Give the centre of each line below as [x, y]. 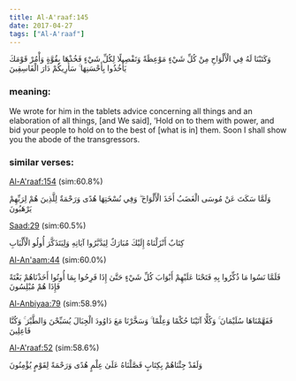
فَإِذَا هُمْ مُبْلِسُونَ [35, 286]
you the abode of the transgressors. [75, 139]
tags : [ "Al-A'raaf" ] [47, 34]
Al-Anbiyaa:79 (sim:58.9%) [58, 303]
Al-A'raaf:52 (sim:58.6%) [54, 347]
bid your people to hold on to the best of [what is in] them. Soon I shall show [148, 130]
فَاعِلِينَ [20, 330]
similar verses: [42, 162]
